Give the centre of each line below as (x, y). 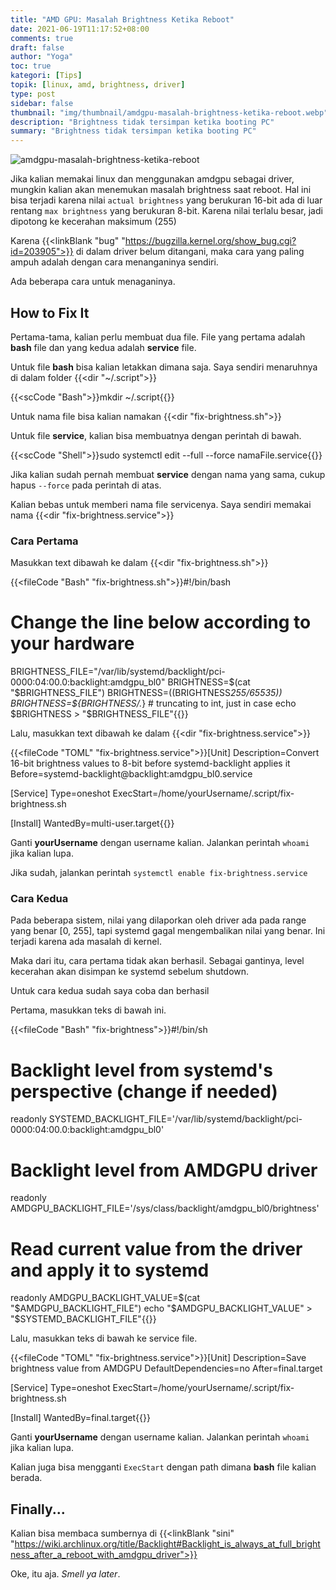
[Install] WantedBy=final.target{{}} (80, 1418)
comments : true (42, 38)
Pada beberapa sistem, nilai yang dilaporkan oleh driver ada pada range (158, 920)
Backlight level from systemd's (141, 1070)
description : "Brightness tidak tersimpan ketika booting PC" (142, 122)
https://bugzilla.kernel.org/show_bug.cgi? (210, 241)
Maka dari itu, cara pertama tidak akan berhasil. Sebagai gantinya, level (157, 961)
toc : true (31, 66)
